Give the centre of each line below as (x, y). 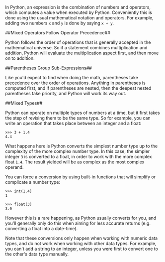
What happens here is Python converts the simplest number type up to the (82, 146)
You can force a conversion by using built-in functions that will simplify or (80, 177)
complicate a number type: (33, 182)
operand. (14, 167)
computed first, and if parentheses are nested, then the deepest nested (78, 88)
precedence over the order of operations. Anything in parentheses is (75, 83)
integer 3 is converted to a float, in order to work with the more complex (79, 157)
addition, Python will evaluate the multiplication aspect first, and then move (82, 53)
